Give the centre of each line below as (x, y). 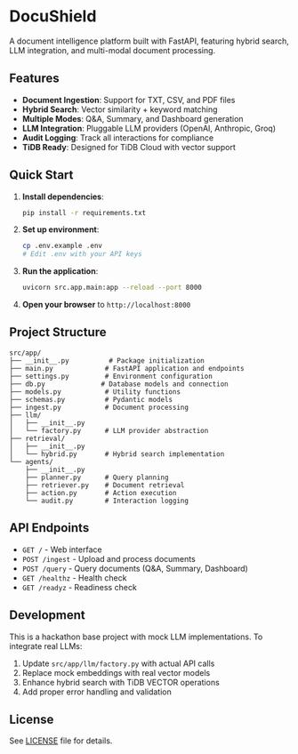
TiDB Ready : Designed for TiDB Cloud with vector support (129, 147)
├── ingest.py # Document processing (99, 407)
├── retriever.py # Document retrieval (105, 485)
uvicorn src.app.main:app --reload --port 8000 (112, 288)
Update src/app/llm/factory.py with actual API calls (118, 663)
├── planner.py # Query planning (97, 477)
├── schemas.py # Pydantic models (91, 399)
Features (34, 79)
